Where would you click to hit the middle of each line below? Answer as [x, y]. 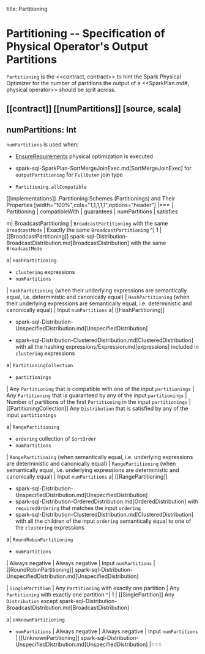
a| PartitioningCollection [40, 365]
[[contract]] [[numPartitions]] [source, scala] [94, 109]
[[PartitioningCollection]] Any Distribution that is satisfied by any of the [97, 409]
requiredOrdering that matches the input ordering [78, 508]
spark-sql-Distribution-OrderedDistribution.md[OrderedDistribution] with [107, 501]
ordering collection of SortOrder [56, 439]
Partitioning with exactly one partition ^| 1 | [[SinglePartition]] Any [91, 595]
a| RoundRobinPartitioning [40, 539]
